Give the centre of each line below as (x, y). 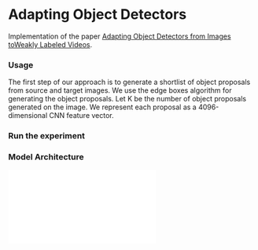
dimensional (28, 116)
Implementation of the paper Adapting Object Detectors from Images (120, 36)
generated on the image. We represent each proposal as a (102, 107)
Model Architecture (46, 157)
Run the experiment (46, 136)
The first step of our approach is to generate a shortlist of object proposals (129, 82)
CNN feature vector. (81, 116)
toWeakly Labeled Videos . (50, 44)
